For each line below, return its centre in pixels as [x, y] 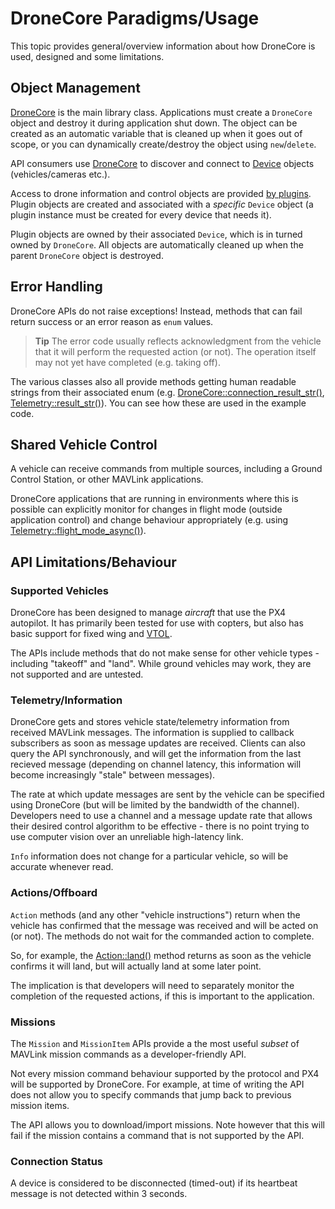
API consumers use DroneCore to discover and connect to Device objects [162, 163]
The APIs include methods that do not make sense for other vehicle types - [165, 653]
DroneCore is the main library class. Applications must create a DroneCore [161, 112]
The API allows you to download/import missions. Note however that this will [167, 1124]
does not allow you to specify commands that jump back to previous [151, 1094]
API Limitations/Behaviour [93, 562]
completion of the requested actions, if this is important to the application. [162, 996]
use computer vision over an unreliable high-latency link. [127, 837]
